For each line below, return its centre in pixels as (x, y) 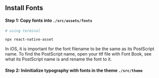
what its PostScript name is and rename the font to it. (58, 59)
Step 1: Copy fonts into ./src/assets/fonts (49, 20)
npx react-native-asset (29, 39)
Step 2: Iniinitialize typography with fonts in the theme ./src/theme (74, 70)
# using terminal (23, 31)
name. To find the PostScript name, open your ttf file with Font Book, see (78, 54)
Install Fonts (24, 8)
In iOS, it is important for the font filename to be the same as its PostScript (80, 49)
